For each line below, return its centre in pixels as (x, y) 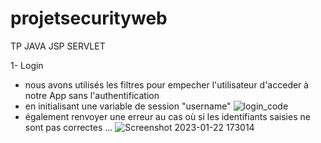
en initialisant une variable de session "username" (128, 106)
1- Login (27, 65)
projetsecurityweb (89, 18)
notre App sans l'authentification (92, 95)
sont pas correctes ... (68, 127)
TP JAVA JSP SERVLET (58, 46)
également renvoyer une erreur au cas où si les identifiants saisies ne (167, 116)
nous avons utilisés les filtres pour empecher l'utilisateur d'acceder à (167, 84)
